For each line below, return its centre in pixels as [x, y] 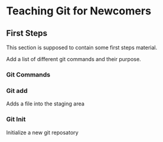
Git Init [16, 119]
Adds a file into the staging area [45, 104]
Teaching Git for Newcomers [79, 11]
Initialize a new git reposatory [42, 132]
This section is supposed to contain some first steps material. [82, 47]
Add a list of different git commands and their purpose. [74, 59]
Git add [17, 90]
